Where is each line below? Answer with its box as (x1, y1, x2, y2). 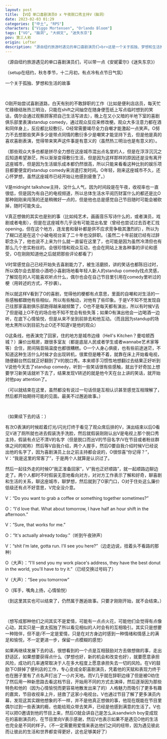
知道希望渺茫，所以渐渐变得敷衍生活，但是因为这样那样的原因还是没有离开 (9, 154, 162, 160)
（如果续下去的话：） (5, 413, 49, 419)
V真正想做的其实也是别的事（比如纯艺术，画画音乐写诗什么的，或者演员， (5, 213, 157, 219)
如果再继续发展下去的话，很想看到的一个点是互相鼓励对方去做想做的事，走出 (5, 647, 162, 653)
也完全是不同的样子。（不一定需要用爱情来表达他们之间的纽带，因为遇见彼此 (5, 722, 160, 728)
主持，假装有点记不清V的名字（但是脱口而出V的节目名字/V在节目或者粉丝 (5, 436, 156, 442)
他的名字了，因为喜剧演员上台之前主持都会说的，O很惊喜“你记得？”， (9, 449, 152, 455)
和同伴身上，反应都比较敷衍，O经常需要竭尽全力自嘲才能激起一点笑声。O (5, 125, 156, 131)
